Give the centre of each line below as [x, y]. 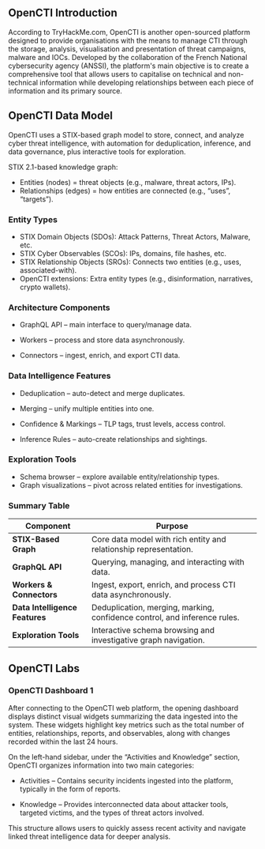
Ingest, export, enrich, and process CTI [163, 585]
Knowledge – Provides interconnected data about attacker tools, [124, 804]
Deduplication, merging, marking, [153, 608]
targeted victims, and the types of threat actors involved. [112, 813]
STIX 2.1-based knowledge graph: [63, 167]
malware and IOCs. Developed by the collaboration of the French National [128, 57]
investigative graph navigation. [148, 640]
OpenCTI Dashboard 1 [51, 691]
